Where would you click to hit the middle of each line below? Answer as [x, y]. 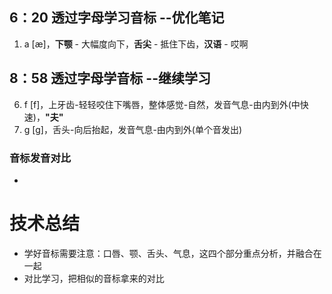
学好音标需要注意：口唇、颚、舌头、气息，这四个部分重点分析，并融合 [168, 253]
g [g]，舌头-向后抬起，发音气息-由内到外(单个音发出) [133, 129]
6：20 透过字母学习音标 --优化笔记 [117, 18]
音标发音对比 [40, 158]
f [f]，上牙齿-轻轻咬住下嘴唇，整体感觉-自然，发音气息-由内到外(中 [162, 104]
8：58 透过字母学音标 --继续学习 [110, 78]
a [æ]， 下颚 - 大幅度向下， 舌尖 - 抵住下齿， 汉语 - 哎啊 [136, 44]
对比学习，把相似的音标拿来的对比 [94, 278]
